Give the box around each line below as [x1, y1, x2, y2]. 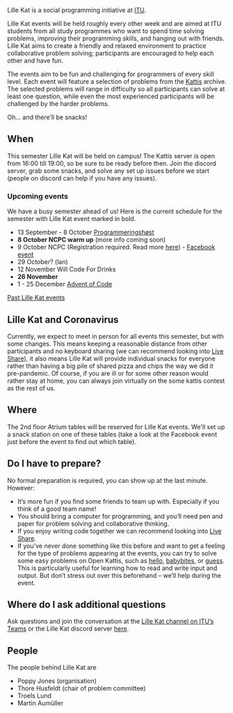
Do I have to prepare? [7, 458, 102, 470]
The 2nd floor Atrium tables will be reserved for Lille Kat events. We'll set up [7, 422, 225, 431]
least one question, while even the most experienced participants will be [7, 92, 214, 100]
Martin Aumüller [17, 699, 64, 707]
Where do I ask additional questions [7, 599, 166, 611]
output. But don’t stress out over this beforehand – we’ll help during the [17, 571, 221, 579]
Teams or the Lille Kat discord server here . [7, 624, 129, 633]
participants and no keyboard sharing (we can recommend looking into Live [7, 346, 224, 355]
